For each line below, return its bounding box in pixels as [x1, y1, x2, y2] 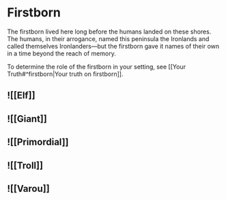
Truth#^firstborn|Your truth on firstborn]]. [7, 70, 124, 78]
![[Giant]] [7, 113, 48, 125]
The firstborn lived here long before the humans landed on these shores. [7, 27, 212, 36]
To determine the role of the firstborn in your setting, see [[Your [7, 62, 186, 71]
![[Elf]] [7, 90, 36, 101]
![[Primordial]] [7, 136, 69, 148]
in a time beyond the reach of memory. [7, 49, 116, 58]
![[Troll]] [7, 160, 43, 171]
